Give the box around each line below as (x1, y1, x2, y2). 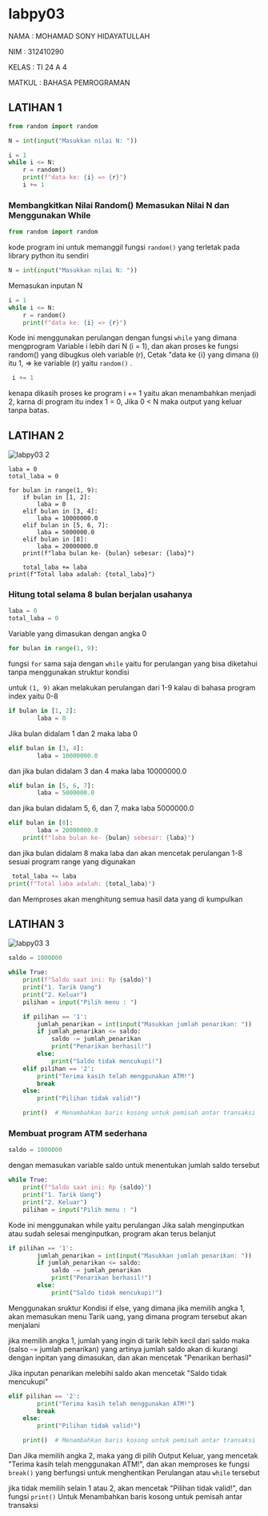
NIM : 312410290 (8, 46, 64, 56)
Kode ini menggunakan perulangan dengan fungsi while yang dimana (8, 333, 238, 342)
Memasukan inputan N (8, 281, 83, 290)
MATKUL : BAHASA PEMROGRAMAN (8, 78, 130, 87)
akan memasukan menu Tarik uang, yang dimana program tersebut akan (8, 1311, 247, 1321)
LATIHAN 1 (8, 101, 62, 114)
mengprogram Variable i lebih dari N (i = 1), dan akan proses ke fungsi (8, 342, 238, 351)
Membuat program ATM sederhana (8, 1128, 148, 1139)
